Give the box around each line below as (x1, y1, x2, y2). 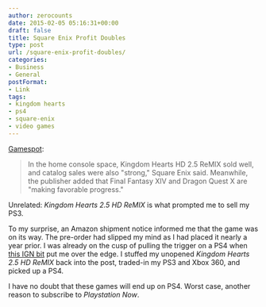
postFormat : (8, 78, 48, 86)
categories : (8, 56, 48, 64)
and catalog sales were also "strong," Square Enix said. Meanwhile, (27, 167, 249, 177)
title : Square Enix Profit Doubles (8, 33, 126, 42)
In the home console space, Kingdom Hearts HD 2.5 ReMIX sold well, (27, 159, 254, 169)
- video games (8, 122, 56, 130)
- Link (8, 85, 30, 94)
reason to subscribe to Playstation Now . (8, 290, 140, 299)
